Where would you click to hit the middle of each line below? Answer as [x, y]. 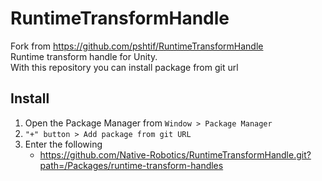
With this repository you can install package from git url [124, 67]
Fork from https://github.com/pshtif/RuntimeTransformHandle [137, 46]
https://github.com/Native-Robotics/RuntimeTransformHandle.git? [175, 154]
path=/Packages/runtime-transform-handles [131, 165]
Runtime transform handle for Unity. [84, 56]
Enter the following [63, 144]
